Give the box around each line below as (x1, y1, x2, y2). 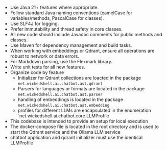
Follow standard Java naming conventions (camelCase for (10, 10, 133, 16)
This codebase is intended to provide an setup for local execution (10, 118, 148, 124)
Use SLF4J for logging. (10, 20, 59, 27)
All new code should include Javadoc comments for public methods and (10, 32, 162, 37)
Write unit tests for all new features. (10, 64, 85, 70)
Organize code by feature (10, 69, 64, 76)
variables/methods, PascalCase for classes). (10, 15, 104, 21)
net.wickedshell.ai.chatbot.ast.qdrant (17, 81, 103, 86)
